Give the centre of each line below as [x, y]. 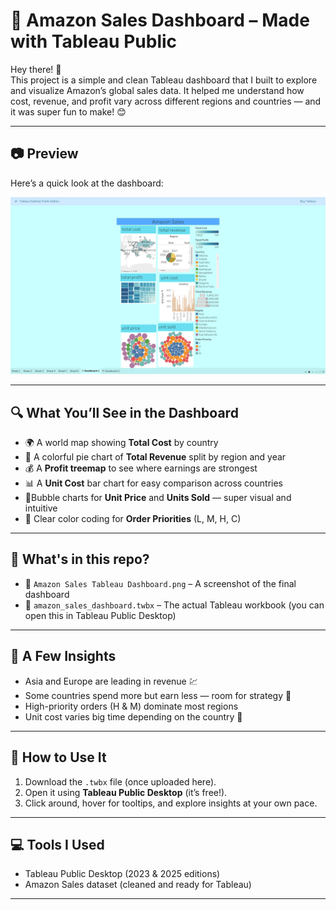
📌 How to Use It [58, 757]
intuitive [41, 508]
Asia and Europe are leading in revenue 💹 [111, 681]
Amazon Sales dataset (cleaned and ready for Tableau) [138, 885]
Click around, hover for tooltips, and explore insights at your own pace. [171, 803]
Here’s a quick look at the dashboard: [87, 183]
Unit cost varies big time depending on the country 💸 [133, 716]
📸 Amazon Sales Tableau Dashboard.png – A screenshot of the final [160, 583]
